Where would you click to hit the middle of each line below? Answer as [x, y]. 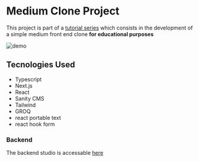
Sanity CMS [29, 98]
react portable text [38, 117]
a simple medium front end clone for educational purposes [80, 34]
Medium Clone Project [63, 11]
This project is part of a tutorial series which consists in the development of [100, 28]
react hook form [35, 124]
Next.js [24, 86]
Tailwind [25, 105]
